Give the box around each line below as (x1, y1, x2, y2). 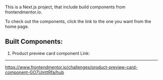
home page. (5, 24, 29, 29)
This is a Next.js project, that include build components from (5, 4, 126, 10)
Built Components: (5, 38, 63, 46)
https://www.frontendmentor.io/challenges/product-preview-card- (5, 64, 138, 70)
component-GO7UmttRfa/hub (5, 69, 64, 75)
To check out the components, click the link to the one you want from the (5, 19, 151, 24)
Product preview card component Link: (12, 50, 90, 56)
